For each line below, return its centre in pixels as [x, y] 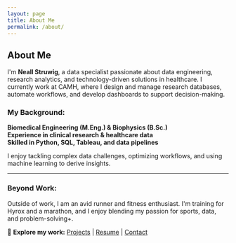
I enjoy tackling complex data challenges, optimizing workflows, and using [115, 156]
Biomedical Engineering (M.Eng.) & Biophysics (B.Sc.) [87, 127]
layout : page [26, 14]
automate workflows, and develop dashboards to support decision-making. [116, 95]
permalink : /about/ [36, 27]
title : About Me [31, 20]
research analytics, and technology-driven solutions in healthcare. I [105, 79]
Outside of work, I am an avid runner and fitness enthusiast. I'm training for [116, 203]
